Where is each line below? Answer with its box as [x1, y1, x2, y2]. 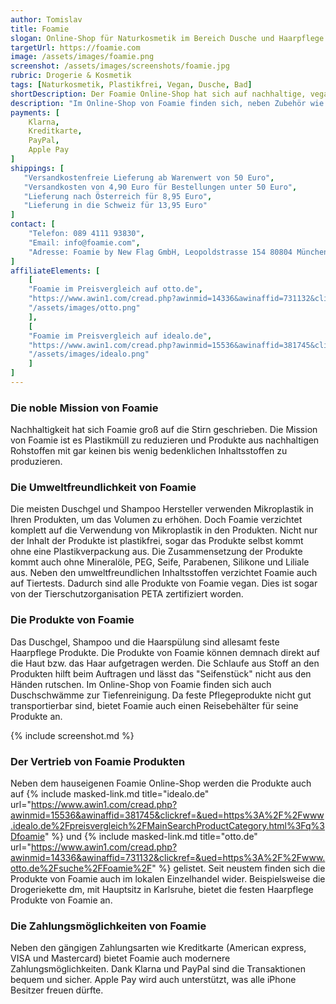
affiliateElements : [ [10, 266, 101, 276]
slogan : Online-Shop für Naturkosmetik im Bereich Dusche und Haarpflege [10, 33, 325, 43]
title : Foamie [10, 24, 70, 34]
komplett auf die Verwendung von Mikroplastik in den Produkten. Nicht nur [10, 524, 318, 536]
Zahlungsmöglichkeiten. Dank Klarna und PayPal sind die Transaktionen [10, 963, 307, 975]
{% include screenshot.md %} [10, 729, 135, 741]
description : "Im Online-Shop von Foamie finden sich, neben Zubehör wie [10, 98, 325, 108]
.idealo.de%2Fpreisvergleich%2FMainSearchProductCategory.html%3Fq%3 [10, 820, 326, 832]
